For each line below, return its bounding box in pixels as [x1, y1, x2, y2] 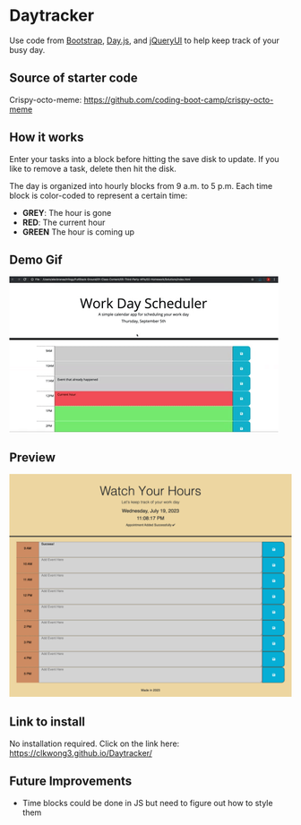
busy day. [9, 44, 46, 55]
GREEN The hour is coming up [21, 226, 135, 237]
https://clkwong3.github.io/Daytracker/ [9, 747, 152, 758]
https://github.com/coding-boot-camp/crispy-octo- [83, 94, 274, 105]
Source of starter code [9, 71, 139, 86]
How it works [9, 130, 84, 145]
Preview [9, 450, 56, 465]
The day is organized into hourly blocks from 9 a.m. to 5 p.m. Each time [9, 180, 273, 191]
